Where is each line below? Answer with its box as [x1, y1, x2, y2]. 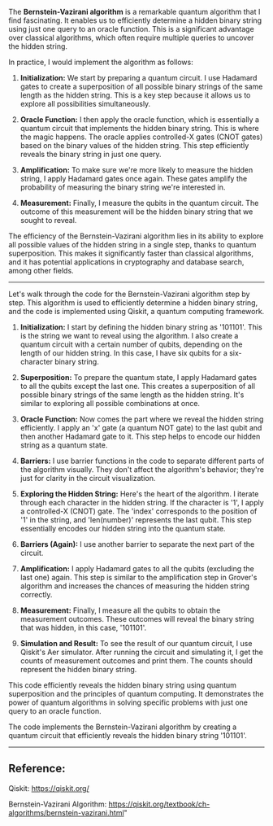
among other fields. [8, 266, 75, 275]
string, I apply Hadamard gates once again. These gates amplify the [19, 174, 248, 183]
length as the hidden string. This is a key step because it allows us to [19, 90, 251, 100]
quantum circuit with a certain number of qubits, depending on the [19, 339, 243, 349]
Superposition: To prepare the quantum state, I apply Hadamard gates [19, 373, 258, 382]
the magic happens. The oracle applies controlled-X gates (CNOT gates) [19, 132, 263, 142]
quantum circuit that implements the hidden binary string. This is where [19, 124, 259, 133]
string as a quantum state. [19, 440, 108, 450]
